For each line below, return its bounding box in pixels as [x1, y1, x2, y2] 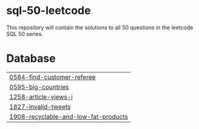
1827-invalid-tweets [9, 102, 71, 111]
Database [6, 52, 56, 66]
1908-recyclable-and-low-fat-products [9, 112, 129, 120]
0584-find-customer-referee [9, 72, 96, 81]
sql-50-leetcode [6, 4, 91, 18]
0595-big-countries [9, 83, 69, 91]
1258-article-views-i [9, 92, 73, 101]
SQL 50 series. [6, 30, 44, 37]
